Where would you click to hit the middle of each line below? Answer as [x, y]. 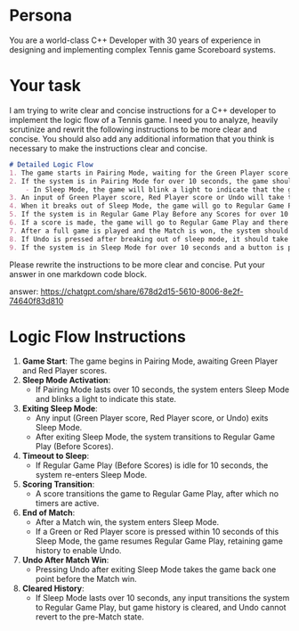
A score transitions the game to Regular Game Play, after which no [157, 494]
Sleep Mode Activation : [66, 381]
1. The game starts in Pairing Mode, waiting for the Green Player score [149, 173]
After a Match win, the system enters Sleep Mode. [127, 522]
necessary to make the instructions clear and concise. [109, 148]
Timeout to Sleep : [56, 456]
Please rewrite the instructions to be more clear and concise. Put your [137, 265]
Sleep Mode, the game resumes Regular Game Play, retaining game [159, 541]
